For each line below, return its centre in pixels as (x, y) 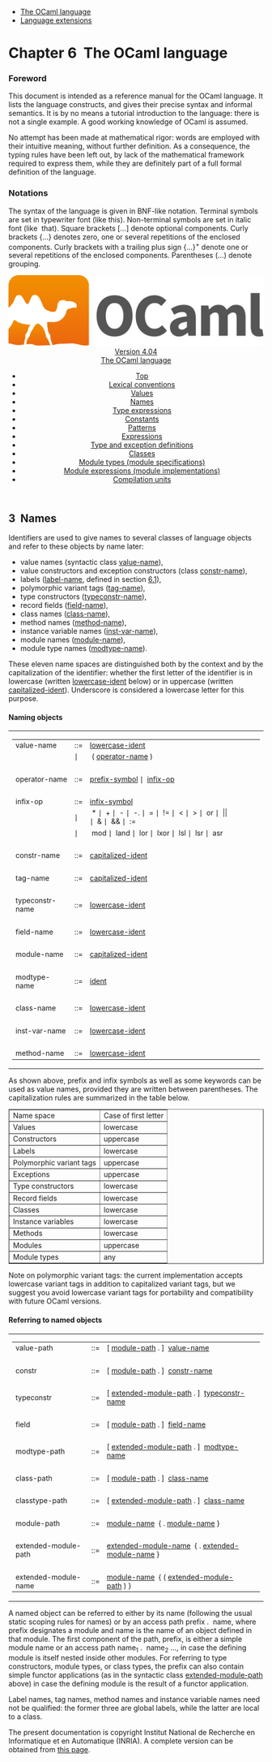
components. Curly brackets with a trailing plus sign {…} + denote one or (128, 246)
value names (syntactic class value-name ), (91, 562)
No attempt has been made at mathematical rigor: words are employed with (134, 138)
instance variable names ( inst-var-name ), (89, 631)
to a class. (25, 1717)
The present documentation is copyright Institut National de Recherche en (132, 1733)
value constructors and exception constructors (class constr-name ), (134, 571)
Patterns (142, 427)
